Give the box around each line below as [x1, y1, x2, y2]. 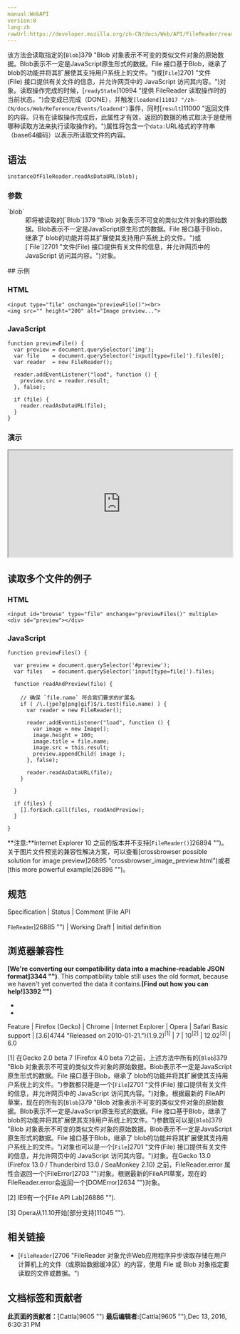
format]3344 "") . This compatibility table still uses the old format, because [7, 971, 229, 980]
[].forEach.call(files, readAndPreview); [20, 806, 145, 814]
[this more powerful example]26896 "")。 [7, 865, 130, 874]
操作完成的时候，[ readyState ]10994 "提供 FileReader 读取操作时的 [31, 86, 226, 95]
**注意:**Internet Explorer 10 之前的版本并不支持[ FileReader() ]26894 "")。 [7, 838, 228, 848]
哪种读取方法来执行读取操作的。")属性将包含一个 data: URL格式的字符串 [7, 122, 216, 130]
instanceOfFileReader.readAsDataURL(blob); [7, 173, 139, 180]
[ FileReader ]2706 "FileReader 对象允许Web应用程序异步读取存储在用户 [17, 1251, 226, 1260]
